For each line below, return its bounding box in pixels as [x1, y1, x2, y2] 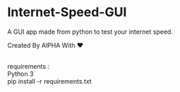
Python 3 [7, 70, 34, 78]
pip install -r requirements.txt [7, 77, 92, 85]
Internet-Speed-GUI [7, 4, 127, 20]
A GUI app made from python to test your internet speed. [7, 27, 173, 36]
